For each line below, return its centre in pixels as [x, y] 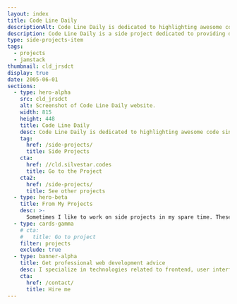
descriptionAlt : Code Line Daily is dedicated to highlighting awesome [115, 27]
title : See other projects [66, 191]
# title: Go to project [58, 237]
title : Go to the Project [64, 171]
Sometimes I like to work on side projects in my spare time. [119, 217]
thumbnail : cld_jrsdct [41, 66]
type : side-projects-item [45, 40]
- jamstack [30, 60]
